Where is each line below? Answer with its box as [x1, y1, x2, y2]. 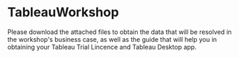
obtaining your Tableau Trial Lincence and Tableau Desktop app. [7, 42, 197, 51]
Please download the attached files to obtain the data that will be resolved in [7, 28, 232, 36]
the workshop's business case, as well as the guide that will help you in [7, 35, 218, 43]
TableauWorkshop [7, 4, 119, 21]
